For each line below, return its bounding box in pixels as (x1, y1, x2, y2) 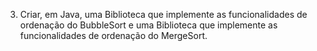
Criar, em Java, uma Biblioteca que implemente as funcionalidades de (19, 9, 308, 20)
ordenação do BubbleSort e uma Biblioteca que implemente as (19, 19, 278, 31)
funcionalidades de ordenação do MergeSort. (19, 30, 208, 41)
